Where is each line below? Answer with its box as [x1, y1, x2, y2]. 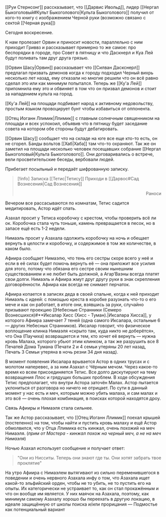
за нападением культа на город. [5, 91, 73, 97]
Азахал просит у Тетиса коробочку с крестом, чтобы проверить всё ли [5, 215, 157, 221]
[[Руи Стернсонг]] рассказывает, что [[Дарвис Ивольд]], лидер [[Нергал [5, 4, 159, 10]
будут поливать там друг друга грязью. [5, 55, 89, 61]
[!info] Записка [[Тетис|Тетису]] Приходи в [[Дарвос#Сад [17, 176, 139, 181]
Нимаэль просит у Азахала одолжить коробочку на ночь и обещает [5, 235, 150, 241]
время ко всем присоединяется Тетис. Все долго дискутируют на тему [5, 369, 157, 375]
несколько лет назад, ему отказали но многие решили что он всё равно [5, 75, 159, 81]
